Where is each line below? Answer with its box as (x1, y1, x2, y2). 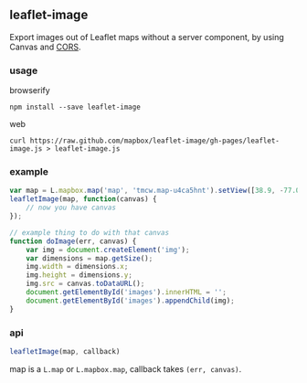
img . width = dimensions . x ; (26, 262, 129, 271)
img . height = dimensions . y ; (26, 271, 132, 280)
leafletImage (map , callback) (9, 346, 121, 356)
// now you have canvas (26, 203, 117, 213)
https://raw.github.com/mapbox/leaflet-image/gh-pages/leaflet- (29, 136, 281, 145)
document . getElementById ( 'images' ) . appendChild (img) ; (26, 296, 235, 305)
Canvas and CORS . (9, 41, 81, 52)
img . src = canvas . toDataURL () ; (26, 279, 145, 289)
